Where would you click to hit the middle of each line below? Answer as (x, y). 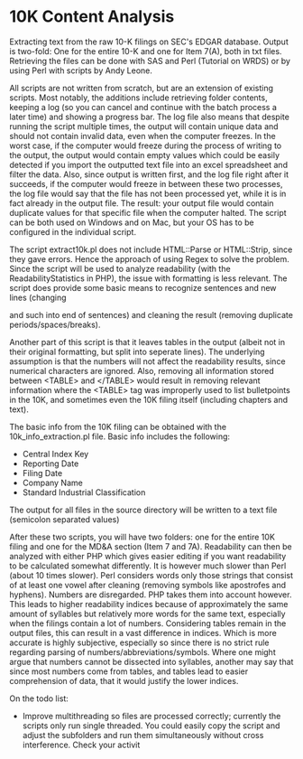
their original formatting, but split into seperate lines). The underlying (137, 351)
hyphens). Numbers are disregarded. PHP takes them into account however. (151, 595)
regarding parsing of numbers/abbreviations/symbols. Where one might (143, 651)
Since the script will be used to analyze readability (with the (120, 268)
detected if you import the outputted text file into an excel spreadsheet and (149, 164)
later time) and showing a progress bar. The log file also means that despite (150, 117)
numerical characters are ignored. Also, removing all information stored (142, 370)
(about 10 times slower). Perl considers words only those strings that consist (151, 575)
